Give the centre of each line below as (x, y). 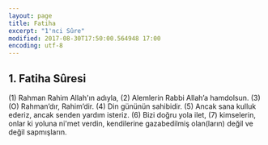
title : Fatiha (32, 23)
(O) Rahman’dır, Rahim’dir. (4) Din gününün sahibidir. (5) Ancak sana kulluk (132, 106)
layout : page (30, 16)
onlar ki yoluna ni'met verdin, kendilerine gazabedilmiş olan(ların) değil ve (131, 123)
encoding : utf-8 (36, 46)
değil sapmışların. (38, 132)
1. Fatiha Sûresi (47, 79)
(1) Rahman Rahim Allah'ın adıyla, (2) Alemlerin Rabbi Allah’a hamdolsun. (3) (134, 97)
